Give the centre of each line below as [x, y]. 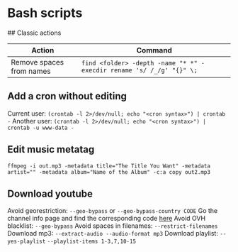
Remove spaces [38, 62]
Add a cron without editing [67, 96]
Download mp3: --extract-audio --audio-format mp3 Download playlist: [113, 234]
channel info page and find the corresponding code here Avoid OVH [107, 219]
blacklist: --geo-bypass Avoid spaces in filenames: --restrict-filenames [113, 226]
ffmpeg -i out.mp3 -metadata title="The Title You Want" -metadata [109, 166]
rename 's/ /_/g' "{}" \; [154, 70]
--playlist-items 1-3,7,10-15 [92, 242]
